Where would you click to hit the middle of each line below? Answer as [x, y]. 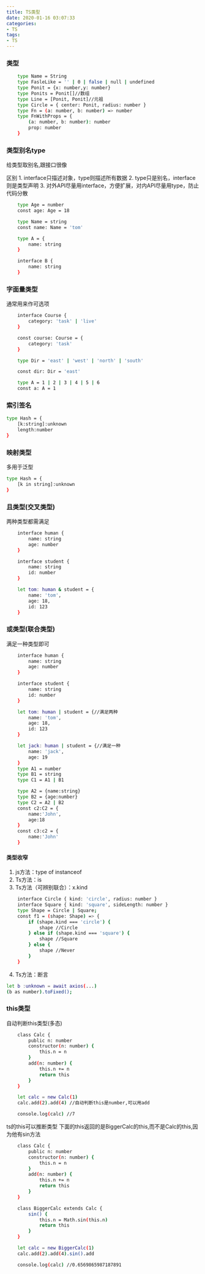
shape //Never [57, 951]
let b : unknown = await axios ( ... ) [52, 986]
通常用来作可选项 [28, 304]
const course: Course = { [50, 338]
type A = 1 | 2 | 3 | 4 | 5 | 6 [58, 383]
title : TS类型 [24, 12]
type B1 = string [39, 775]
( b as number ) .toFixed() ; [39, 992]
